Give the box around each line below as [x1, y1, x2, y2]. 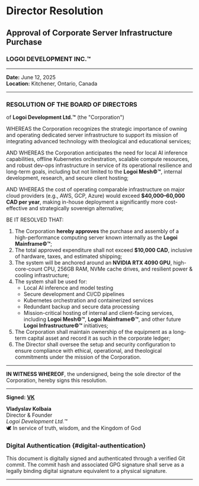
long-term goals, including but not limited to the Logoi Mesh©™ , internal [6, 168, 182, 175]
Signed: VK [6, 394, 35, 401]
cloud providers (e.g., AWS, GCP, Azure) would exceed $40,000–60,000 [6, 192, 185, 199]
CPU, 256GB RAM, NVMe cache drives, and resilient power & [43, 265, 193, 273]
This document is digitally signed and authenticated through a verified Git [6, 455, 185, 462]
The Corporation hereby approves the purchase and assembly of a [14, 228, 179, 235]
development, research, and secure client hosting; [6, 175, 129, 182]
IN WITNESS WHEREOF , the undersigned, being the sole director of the [6, 371, 181, 378]
